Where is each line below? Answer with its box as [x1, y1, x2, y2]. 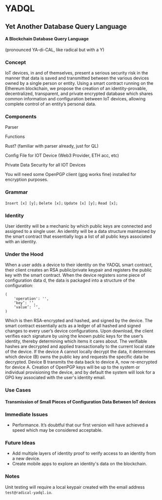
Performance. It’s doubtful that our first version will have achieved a [12, 422, 148, 428]
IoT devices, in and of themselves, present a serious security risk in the [5, 70, 148, 76]
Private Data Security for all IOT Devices [5, 162, 86, 168]
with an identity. [5, 238, 38, 244]
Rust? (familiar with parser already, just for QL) [5, 143, 99, 149]
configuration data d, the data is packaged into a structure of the [5, 277, 135, 283]
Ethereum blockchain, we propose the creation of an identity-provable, [5, 86, 147, 92]
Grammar [5, 189, 28, 195]
